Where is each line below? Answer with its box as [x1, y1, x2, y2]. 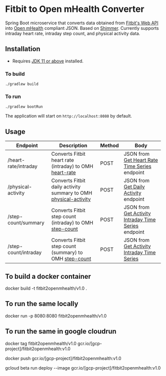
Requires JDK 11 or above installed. [12, 58, 84, 64]
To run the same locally [5, 300, 79, 308]
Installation [5, 45, 41, 53]
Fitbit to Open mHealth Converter [5, 3, 145, 15]
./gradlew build [5, 82, 39, 87]
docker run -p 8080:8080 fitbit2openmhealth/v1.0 [5, 313, 107, 318]
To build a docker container [5, 272, 91, 281]
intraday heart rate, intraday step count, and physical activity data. [5, 30, 140, 36]
